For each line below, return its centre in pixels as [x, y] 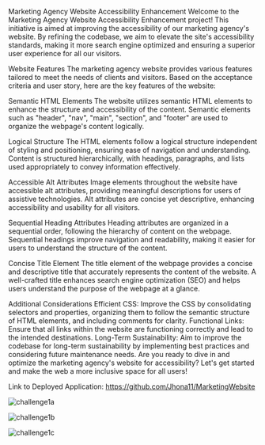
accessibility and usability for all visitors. [74, 207]
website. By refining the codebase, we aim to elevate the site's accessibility [131, 36]
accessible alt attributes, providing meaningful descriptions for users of [125, 190]
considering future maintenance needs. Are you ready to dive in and [119, 354]
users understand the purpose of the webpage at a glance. [104, 289]
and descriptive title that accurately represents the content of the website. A [132, 272]
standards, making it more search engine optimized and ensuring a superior [132, 45]
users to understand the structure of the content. [88, 248]
